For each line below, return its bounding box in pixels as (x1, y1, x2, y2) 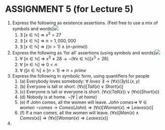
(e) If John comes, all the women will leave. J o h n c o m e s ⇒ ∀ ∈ (19, 99, 147, 105)
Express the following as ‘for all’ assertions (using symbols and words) (12, 49, 156, 55)
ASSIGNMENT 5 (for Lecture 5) (5, 3, 134, 15)
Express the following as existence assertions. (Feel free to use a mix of (12, 20, 158, 26)
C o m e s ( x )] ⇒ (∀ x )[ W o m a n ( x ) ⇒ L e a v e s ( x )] (19, 115, 108, 121)
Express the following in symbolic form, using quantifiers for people (12, 73, 150, 79)
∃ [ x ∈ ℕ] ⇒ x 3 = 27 (19, 31, 62, 38)
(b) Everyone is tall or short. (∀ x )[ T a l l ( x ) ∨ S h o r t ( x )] (19, 84, 124, 89)
